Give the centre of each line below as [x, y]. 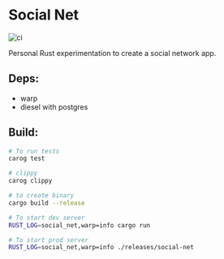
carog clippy [30, 181]
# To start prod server [49, 240]
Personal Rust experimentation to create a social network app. [112, 53]
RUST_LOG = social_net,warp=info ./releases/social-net [101, 248]
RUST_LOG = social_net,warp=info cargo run [80, 225]
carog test [27, 159]
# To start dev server [47, 218]
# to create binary [41, 196]
